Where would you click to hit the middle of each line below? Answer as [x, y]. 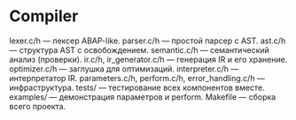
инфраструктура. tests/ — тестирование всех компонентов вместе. [137, 87]
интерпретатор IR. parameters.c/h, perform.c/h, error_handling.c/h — [137, 78]
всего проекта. [38, 106]
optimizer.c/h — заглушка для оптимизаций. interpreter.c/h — [124, 69]
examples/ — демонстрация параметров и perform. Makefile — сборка [143, 97]
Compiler [44, 16]
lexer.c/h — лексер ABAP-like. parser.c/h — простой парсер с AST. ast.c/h [148, 41]
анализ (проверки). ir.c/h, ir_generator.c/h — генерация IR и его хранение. [148, 59]
